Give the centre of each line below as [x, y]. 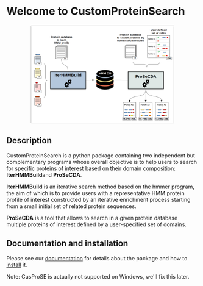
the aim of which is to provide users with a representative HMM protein [95, 193]
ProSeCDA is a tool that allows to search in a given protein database [92, 218]
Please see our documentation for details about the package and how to [97, 258]
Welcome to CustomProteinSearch [96, 11]
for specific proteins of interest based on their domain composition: [91, 168]
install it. [17, 265]
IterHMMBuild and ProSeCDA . [44, 174]
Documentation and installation [67, 244]
